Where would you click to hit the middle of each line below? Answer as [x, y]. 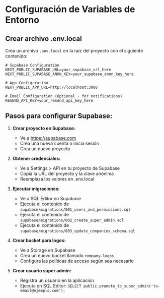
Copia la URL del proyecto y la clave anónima [67, 173]
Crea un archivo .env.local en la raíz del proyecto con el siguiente [74, 51]
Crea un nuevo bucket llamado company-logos [67, 255]
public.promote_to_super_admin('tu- [122, 286]
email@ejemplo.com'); [43, 290]
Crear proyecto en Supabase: [44, 128]
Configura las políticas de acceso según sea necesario [77, 261]
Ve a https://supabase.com [48, 138]
